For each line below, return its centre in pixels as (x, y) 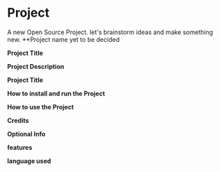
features (20, 147)
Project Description (36, 66)
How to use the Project (41, 107)
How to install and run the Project (56, 93)
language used (29, 161)
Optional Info (26, 134)
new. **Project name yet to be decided (64, 39)
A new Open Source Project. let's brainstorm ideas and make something (110, 32)
